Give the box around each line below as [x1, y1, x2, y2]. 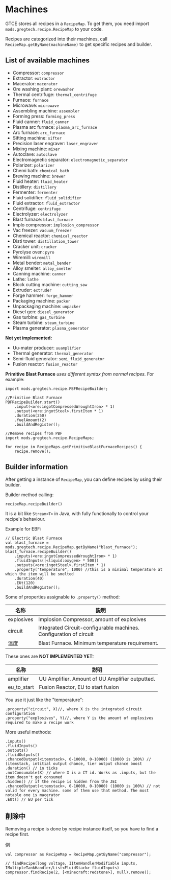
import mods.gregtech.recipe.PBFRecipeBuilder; [5, 386, 108, 391]
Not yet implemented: [5, 335, 52, 341]
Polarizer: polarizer [12, 162, 55, 168]
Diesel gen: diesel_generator [12, 308, 74, 315]
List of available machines [5, 56, 90, 65]
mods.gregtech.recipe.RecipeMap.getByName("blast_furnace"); [5, 544, 138, 550]
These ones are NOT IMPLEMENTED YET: [5, 653, 94, 659]
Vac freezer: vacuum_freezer [12, 227, 72, 233]
